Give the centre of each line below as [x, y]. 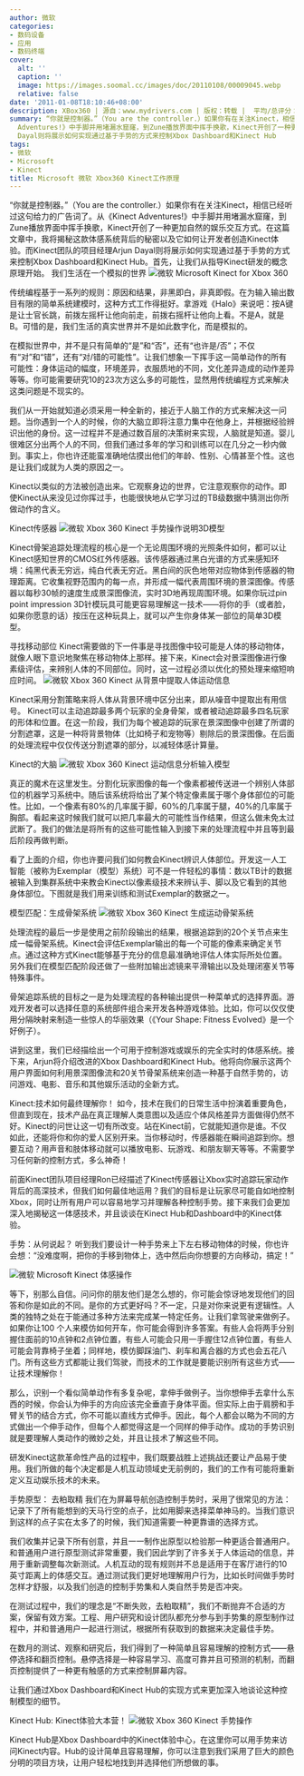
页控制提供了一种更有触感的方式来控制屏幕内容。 [100, 1671]
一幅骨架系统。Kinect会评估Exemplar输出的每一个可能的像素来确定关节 [149, 944]
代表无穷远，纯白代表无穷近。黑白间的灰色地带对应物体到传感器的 [163, 570]
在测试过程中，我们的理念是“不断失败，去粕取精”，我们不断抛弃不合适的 [144, 1606]
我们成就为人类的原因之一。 [76, 467]
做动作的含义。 [37, 509]
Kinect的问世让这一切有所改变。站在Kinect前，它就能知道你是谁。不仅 [156, 1126]
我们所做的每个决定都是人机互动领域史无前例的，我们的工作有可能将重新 [160, 1469]
